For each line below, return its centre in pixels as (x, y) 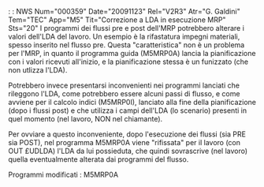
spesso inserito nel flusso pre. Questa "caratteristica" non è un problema (126, 45)
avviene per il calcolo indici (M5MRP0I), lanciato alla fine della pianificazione (132, 102)
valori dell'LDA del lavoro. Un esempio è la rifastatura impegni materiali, (124, 36)
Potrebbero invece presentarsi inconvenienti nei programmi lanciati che (124, 85)
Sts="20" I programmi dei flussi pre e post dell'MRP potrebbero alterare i (126, 28)
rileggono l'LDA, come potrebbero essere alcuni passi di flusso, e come (124, 93)
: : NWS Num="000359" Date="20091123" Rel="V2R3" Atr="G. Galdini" (124, 11)
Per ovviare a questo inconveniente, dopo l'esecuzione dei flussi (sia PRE (127, 134)
